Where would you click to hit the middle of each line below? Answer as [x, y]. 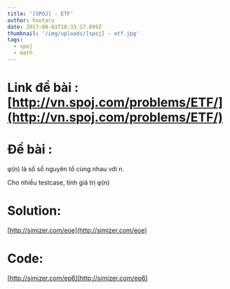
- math [23, 53]
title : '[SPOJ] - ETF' [40, 14]
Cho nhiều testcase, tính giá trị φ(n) [59, 182]
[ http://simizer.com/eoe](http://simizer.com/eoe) [77, 230]
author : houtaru [31, 20]
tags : [15, 40]
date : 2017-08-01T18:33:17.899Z [54, 27]
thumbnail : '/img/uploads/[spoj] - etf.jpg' [73, 33]
